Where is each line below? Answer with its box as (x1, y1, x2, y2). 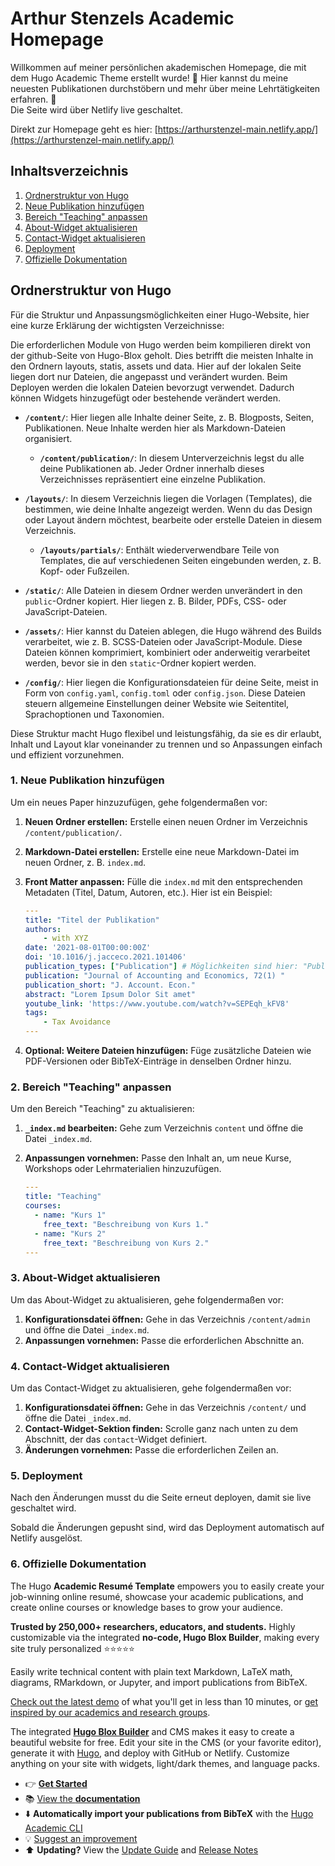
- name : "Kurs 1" (34, 1210, 107, 1221)
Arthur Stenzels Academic (10, 7, 235, 30)
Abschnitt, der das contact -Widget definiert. (24, 1433, 208, 1445)
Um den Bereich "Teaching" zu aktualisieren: (10, 1103, 195, 1115)
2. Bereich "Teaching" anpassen (10, 1080, 172, 1094)
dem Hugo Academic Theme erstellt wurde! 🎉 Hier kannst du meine (10, 72, 289, 84)
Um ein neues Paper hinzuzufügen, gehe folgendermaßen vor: (10, 796, 268, 808)
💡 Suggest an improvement (24, 1832, 138, 1844)
